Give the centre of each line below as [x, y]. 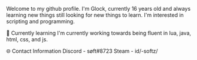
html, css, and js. [27, 39]
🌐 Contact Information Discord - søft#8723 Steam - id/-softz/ [82, 51]
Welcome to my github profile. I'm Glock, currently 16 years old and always [99, 9]
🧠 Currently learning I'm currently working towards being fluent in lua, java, [99, 33]
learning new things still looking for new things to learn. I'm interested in [95, 15]
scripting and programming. [40, 21]
